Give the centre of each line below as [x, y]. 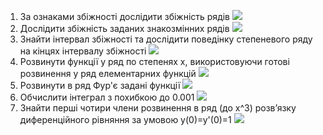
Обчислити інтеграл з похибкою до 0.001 [107, 97]
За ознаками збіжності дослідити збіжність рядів [125, 16]
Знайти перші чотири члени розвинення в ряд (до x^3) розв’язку [158, 108]
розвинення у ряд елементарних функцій [108, 73]
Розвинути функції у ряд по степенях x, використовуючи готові [154, 61]
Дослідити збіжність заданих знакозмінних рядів [124, 28]
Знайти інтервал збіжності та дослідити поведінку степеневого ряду [166, 39]
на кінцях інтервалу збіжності [83, 51]
